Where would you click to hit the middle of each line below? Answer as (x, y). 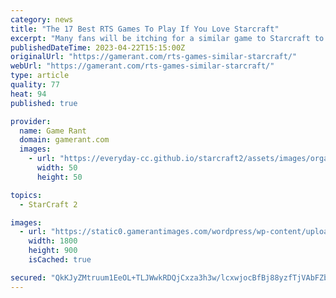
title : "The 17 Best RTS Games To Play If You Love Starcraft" (145, 29)
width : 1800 (53, 241)
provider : (31, 121)
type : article (40, 76)
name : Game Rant (53, 131)
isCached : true (60, 260)
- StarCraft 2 (48, 204)
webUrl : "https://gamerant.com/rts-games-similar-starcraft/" (142, 66)
